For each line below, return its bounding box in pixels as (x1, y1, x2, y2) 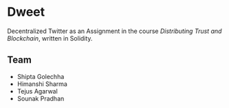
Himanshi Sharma (17, 80, 67, 88)
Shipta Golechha (17, 72, 65, 80)
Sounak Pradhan (17, 94, 65, 102)
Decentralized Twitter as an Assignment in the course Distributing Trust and (7, 27, 222, 35)
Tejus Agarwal (17, 87, 58, 95)
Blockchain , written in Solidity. (7, 34, 93, 42)
